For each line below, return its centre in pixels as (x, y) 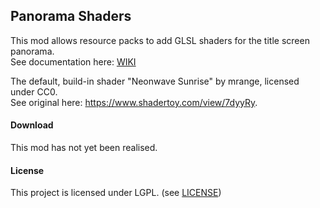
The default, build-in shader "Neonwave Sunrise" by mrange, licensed (155, 81)
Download (32, 125)
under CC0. (34, 91)
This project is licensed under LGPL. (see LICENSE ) (116, 193)
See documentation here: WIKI (73, 61)
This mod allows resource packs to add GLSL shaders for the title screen (160, 40)
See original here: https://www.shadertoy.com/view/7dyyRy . (134, 102)
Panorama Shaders (71, 16)
